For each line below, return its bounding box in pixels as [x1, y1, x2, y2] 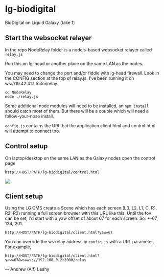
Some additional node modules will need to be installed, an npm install [5, 103, 149, 109]
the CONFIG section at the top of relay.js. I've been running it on [5, 75, 135, 81]
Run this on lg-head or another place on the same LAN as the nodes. [5, 60, 143, 67]
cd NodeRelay [5, 90, 32, 95]
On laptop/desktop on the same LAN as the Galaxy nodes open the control [5, 155, 155, 161]
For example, [5, 244, 32, 250]
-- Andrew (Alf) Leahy [5, 266, 50, 272]
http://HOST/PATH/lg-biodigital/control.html [5, 170, 99, 175]
